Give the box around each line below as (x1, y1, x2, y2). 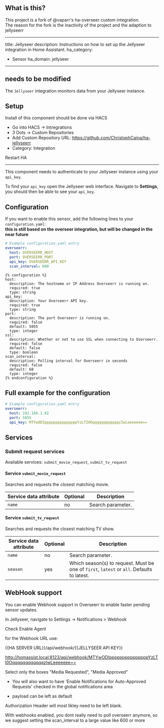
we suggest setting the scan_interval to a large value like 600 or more (5, 717, 145, 723)
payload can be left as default (12, 693, 72, 699)
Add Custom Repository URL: (12, 135, 71, 141)
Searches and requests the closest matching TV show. (5, 526, 115, 532)
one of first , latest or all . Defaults (69, 565, 152, 572)
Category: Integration (12, 145, 55, 151)
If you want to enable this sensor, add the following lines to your (5, 216, 134, 222)
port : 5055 (9, 415, 32, 420)
